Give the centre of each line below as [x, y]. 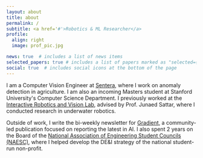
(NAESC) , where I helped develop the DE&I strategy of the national [89, 142]
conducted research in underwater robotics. [61, 111]
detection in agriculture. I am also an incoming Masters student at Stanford [99, 91]
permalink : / [23, 23]
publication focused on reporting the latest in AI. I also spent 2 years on [104, 129]
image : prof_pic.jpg [37, 46]
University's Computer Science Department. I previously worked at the [94, 98]
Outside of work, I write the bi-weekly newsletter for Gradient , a [85, 122]
